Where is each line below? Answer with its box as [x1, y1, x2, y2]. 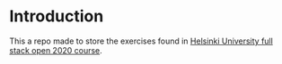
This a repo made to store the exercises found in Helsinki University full [9, 36, 274, 46]
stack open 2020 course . [9, 44, 103, 55]
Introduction [9, 6, 104, 27]
